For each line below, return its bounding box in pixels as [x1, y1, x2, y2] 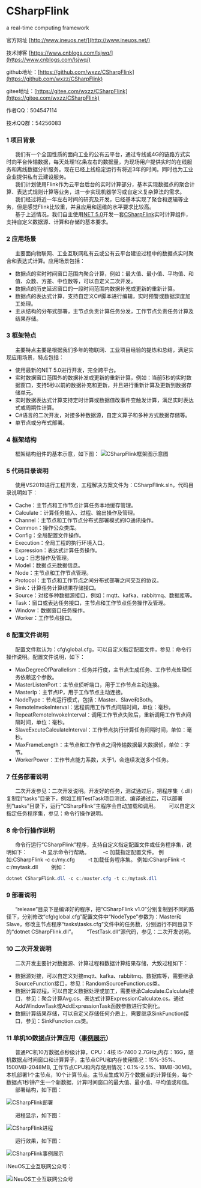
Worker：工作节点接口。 [14, 614, 76, 622]
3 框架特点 [6, 332, 37, 340]
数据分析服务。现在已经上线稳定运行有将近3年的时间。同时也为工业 [26, 166, 194, 173]
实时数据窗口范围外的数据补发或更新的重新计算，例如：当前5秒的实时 [14, 374, 187, 381]
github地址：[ [6, 68, 40, 76]
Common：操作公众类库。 [14, 524, 80, 532]
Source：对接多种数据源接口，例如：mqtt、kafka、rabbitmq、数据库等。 [14, 592, 196, 599]
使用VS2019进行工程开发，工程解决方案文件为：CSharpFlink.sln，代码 [14, 482, 189, 489]
